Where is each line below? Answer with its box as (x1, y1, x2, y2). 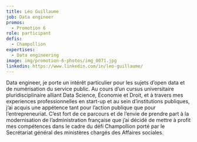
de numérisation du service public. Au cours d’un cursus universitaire (6, 86, 175, 93)
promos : (6, 19, 25, 25)
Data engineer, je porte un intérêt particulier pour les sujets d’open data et (6, 79, 185, 86)
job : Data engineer (6, 14, 54, 20)
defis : (6, 36, 22, 42)
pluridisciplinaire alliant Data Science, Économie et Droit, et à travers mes (6, 92, 183, 99)
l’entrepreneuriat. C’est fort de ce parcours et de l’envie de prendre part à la (6, 110, 189, 117)
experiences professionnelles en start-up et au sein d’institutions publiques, (6, 98, 190, 105)
